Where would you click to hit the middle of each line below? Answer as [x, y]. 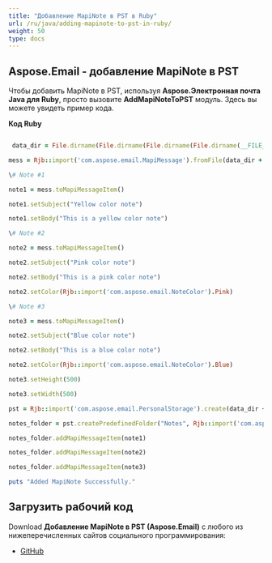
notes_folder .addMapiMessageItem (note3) [78, 467]
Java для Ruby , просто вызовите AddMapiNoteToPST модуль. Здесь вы [133, 100]
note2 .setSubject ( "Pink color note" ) [72, 263]
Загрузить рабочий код [71, 507]
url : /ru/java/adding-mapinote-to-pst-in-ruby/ [90, 23]
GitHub [32, 551]
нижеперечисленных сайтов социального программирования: [117, 535]
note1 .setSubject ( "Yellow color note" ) [76, 204]
